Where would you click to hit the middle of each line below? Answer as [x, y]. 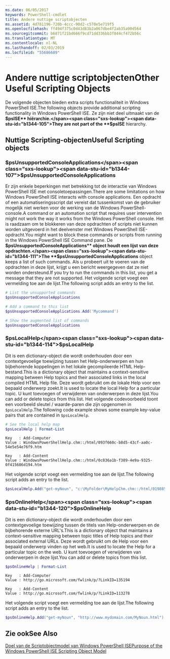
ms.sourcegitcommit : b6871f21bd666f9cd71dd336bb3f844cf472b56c [73, 34]
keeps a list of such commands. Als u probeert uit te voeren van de [75, 262]
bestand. [14, 372]
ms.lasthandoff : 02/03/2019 [35, 48]
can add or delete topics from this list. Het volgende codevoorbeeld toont [82, 399]
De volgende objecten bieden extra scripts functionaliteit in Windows [77, 103]
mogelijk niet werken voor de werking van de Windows [62, 208]
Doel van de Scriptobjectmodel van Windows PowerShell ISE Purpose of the [84, 646]
